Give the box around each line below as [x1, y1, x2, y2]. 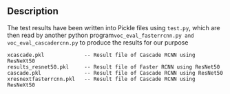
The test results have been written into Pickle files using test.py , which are [7, 23, 220, 32]
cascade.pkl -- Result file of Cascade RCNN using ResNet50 [7, 69, 224, 76]
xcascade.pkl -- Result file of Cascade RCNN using [7, 51, 196, 58]
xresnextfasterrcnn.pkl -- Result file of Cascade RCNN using [7, 75, 196, 82]
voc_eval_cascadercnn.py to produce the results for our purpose [7, 38, 189, 47]
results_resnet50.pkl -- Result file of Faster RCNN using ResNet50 [7, 63, 220, 71]
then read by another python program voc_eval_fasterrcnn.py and [7, 31, 194, 39]
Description [7, 5, 59, 17]
